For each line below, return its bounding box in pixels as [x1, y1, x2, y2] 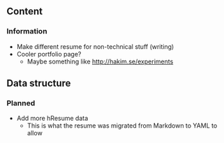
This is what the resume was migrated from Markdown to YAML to [27, 121, 218, 130]
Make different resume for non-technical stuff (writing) [16, 42, 174, 51]
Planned [6, 98, 36, 107]
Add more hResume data [16, 114, 89, 123]
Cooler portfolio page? [16, 50, 82, 58]
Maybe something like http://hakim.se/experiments [27, 57, 174, 66]
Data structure [6, 77, 71, 89]
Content [6, 6, 43, 17]
